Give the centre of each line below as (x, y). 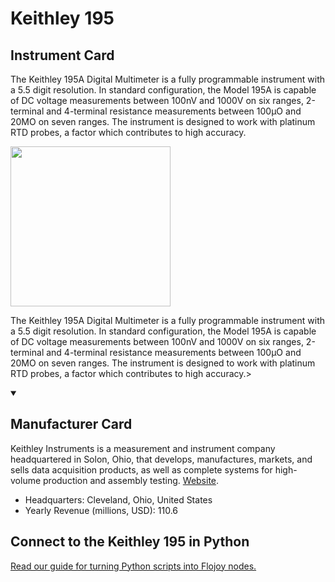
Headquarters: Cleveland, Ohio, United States (118, 499)
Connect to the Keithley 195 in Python (130, 542)
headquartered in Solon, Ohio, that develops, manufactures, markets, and (161, 459)
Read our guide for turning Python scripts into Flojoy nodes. (133, 566)
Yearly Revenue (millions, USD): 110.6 (101, 510)
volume (26, 480)
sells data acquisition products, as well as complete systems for (141, 469)
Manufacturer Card (71, 424)
